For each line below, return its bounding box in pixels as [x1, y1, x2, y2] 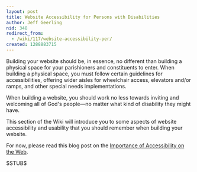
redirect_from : [6, 31, 44, 37]
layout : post [6, 8, 38, 15]
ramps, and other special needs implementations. [6, 82, 127, 90]
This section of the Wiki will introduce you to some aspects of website [6, 118, 177, 125]
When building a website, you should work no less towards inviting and [6, 94, 179, 101]
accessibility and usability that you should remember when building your [6, 124, 183, 131]
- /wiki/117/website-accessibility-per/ [11, 36, 112, 42]
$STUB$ [6, 160, 27, 167]
